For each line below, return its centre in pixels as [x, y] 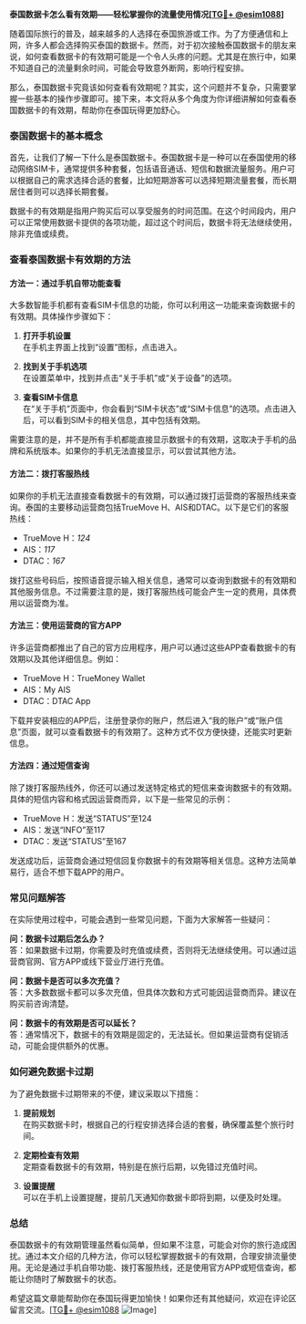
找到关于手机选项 [55, 367]
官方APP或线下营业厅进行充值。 [109, 962]
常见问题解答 [38, 897]
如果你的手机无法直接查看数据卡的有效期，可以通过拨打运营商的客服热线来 [149, 495]
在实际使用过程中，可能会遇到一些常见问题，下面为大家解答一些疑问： [141, 919]
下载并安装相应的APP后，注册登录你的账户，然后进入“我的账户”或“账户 [143, 720]
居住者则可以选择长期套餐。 [61, 191]
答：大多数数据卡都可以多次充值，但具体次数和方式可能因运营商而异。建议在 [153, 992]
